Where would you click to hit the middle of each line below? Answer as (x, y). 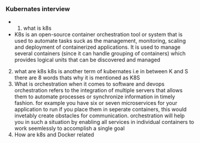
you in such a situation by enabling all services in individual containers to (104, 122)
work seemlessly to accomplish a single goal (69, 128)
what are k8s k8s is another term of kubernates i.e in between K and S (101, 71)
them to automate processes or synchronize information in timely (95, 97)
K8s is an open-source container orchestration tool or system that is (99, 35)
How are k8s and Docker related (54, 135)
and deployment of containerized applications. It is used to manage (97, 47)
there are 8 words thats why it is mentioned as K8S (77, 78)
